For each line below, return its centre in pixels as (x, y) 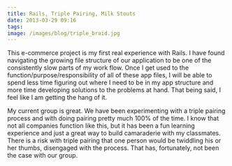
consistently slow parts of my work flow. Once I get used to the (98, 68)
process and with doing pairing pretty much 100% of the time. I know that (113, 119)
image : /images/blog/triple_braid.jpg (64, 33)
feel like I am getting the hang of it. (57, 98)
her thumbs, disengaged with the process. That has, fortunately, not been (113, 148)
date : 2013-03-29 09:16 (42, 20)
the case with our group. (43, 156)
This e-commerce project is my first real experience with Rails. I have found (116, 53)
